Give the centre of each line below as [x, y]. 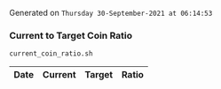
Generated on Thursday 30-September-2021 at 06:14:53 [111, 13]
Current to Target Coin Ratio [71, 35]
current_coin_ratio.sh [51, 54]
